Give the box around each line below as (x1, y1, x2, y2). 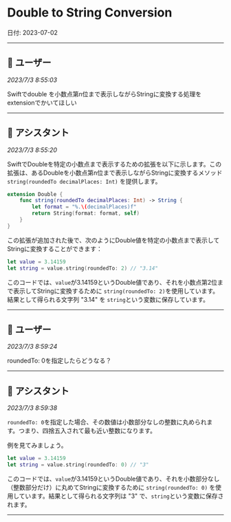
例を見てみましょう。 (7, 442, 67, 450)
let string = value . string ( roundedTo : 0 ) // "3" (7, 461, 149, 468)
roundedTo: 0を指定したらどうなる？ (7, 356, 112, 365)
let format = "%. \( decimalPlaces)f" (32, 204, 137, 210)
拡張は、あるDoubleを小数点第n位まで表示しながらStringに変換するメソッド (7, 168, 223, 177)
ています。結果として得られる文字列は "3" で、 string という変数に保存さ (19, 492, 224, 500)
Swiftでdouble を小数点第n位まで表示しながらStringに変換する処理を (7, 89, 201, 98)
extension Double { (7, 191, 63, 197)
